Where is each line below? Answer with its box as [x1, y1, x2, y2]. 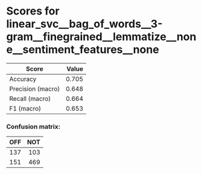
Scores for [6, 4, 60, 18]
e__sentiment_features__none [6, 43, 160, 57]
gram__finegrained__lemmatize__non [6, 30, 197, 43]
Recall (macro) [9, 94, 51, 103]
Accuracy [9, 74, 37, 83]
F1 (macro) [9, 104, 42, 112]
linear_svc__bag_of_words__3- [6, 17, 163, 31]
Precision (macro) [9, 85, 60, 93]
